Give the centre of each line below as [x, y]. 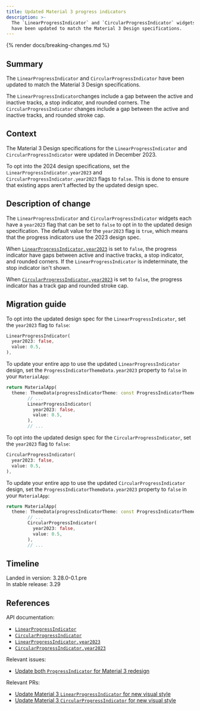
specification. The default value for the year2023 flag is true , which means [97, 231]
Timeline [23, 563]
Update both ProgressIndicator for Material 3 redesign [82, 671]
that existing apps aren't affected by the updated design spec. [82, 185]
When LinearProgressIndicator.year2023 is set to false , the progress [92, 248]
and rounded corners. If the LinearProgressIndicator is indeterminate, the [97, 261]
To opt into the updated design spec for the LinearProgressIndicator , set [96, 319]
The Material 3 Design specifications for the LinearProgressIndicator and [97, 148]
